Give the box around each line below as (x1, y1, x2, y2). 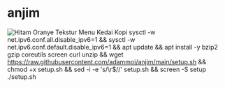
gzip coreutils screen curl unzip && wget (7, 50, 124, 59)
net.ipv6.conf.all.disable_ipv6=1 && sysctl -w (7, 35, 136, 43)
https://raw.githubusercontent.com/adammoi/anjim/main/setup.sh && (7, 57, 206, 66)
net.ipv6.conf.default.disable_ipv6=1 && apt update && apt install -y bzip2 (7, 43, 219, 51)
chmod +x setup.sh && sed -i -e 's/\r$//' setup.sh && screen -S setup (7, 65, 206, 73)
